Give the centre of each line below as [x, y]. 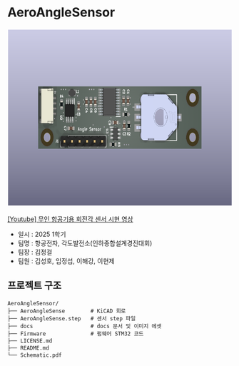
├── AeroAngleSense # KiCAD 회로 [67, 311]
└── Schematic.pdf [35, 355]
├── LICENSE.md [30, 341]
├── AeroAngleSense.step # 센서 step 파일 [72, 318]
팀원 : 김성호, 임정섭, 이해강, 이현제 [66, 260]
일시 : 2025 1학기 [42, 234]
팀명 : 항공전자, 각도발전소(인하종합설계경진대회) [85, 243]
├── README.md [29, 348]
